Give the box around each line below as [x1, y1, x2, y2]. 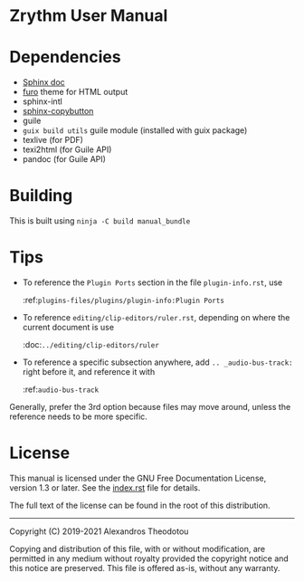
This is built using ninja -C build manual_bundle [9, 215, 191, 226]
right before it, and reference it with [22, 367, 156, 377]
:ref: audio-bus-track [22, 384, 100, 395]
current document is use [22, 322, 115, 332]
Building [9, 186, 73, 206]
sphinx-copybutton [22, 106, 94, 117]
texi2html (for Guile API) [22, 144, 112, 155]
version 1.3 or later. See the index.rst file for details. [9, 482, 201, 493]
